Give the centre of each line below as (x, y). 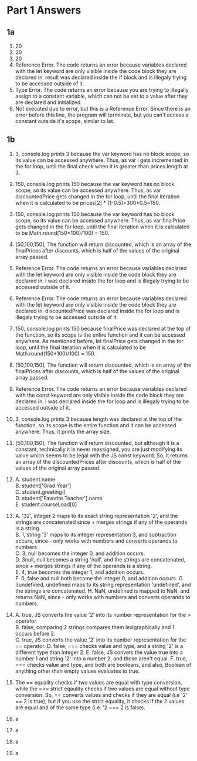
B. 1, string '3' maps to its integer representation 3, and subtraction (96, 534)
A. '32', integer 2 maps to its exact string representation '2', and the (96, 516)
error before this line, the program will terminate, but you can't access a (102, 115)
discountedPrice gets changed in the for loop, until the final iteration (97, 196)
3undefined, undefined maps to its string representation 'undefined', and (103, 584)
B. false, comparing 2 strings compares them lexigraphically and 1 (95, 627)
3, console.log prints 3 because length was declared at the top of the (98, 419)
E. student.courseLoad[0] (46, 504)
